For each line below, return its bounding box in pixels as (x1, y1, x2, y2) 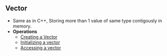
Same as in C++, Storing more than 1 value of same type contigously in (12, 17, 162, 23)
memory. (12, 23, 32, 29)
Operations (12, 28, 37, 35)
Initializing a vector (20, 39, 60, 45)
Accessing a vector (20, 44, 61, 50)
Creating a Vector (20, 34, 58, 40)
